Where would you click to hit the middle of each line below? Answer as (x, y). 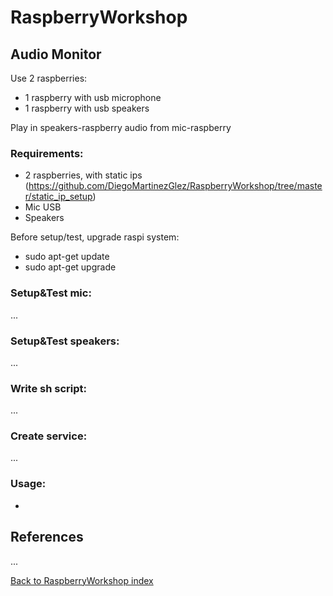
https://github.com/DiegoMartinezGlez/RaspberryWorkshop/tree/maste (175, 186)
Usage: (28, 484)
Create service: (49, 436)
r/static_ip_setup (58, 197)
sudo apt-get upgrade (70, 267)
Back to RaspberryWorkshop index (82, 580)
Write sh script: (48, 388)
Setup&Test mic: (51, 293)
